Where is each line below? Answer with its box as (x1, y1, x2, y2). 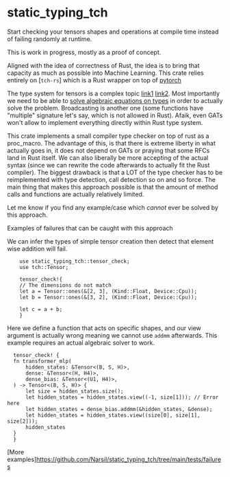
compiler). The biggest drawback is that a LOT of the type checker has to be (7, 168, 223, 176)
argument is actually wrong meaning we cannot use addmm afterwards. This (7, 331, 218, 339)
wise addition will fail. (7, 244, 68, 253)
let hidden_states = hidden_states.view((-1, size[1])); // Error (25, 393, 219, 401)
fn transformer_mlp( (13, 358, 72, 364)
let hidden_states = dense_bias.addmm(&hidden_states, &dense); (25, 406, 213, 412)
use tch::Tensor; (19, 264, 69, 270)
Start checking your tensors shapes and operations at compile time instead (7, 27, 219, 36)
